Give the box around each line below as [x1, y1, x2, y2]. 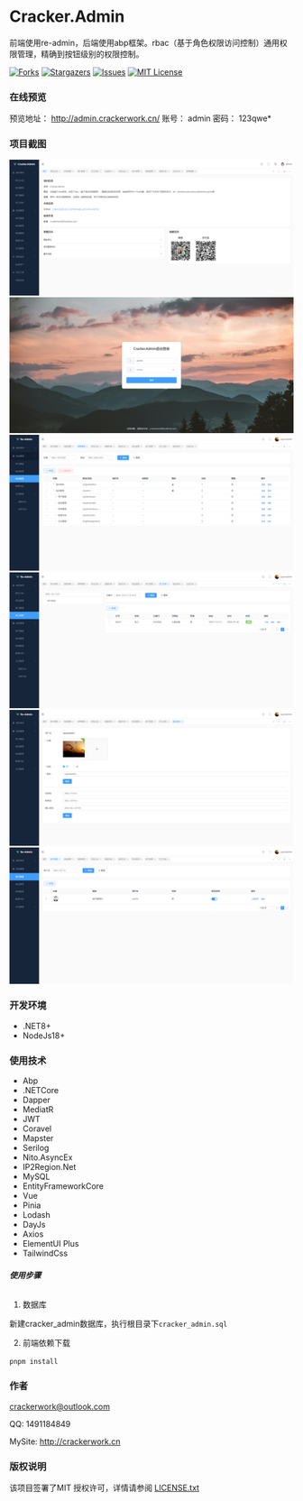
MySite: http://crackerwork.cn [9, 1436, 121, 1447]
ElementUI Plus [22, 1239, 79, 1249]
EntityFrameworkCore [22, 1181, 104, 1192]
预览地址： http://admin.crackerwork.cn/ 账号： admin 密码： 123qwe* [9, 113, 272, 124]
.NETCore [22, 1085, 60, 1096]
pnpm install [9, 1358, 59, 1367]
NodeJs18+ [22, 1030, 66, 1041]
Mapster [22, 1133, 54, 1144]
